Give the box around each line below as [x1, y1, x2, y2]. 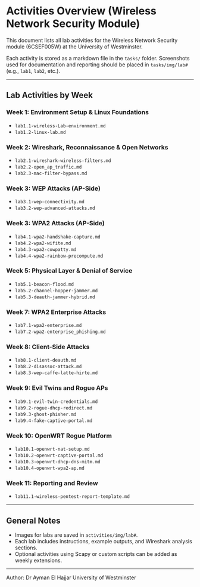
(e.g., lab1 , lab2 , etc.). [6, 67, 61, 74]
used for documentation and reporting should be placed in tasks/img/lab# [6, 61, 189, 68]
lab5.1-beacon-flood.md [14, 281, 74, 288]
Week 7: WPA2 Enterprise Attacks [6, 308, 107, 316]
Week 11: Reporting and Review [6, 479, 98, 487]
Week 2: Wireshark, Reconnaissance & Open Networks [6, 143, 168, 151]
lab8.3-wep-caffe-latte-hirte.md [14, 370, 98, 376]
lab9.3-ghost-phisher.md [14, 411, 77, 417]
